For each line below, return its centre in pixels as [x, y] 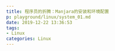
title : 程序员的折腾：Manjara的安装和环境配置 [57, 11]
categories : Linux [29, 39]
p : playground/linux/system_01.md [49, 17]
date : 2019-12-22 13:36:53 [39, 22]
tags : [13, 28]
